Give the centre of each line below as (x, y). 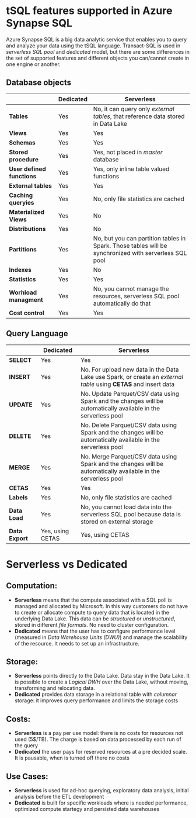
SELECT (20, 360)
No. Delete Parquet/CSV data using (129, 425)
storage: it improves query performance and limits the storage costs (96, 700)
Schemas (22, 143)
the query (26, 745)
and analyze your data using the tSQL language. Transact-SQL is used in (93, 46)
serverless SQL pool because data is (131, 514)
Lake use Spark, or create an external (132, 377)
